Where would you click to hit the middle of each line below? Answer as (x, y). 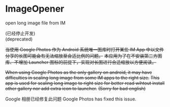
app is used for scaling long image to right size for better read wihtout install (85, 83)
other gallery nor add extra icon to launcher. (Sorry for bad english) (76, 88)
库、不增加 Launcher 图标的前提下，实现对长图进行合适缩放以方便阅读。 (81, 62)
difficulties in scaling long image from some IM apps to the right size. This (82, 78)
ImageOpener (35, 9)
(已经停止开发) (20, 33)
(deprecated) (19, 39)
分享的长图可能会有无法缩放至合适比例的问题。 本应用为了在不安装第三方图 (84, 56)
